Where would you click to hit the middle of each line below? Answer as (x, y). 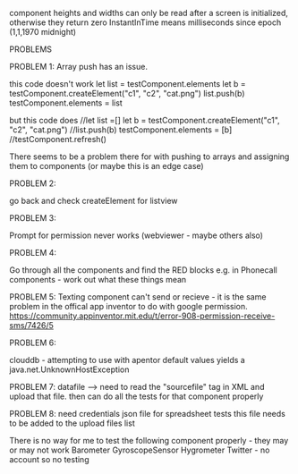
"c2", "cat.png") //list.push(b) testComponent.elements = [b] (121, 130)
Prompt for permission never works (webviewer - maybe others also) (136, 235)
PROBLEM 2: (33, 183)
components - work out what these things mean (98, 279)
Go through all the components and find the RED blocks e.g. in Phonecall (143, 270)
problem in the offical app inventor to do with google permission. (128, 306)
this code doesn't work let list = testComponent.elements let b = (128, 84)
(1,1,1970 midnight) (43, 32)
